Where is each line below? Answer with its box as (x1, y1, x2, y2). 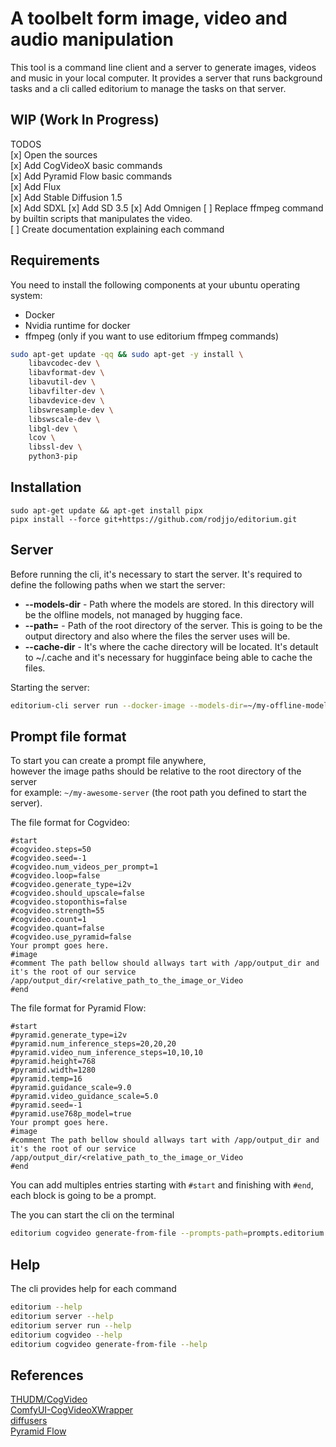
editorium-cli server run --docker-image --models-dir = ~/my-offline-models (10, 700, 333, 711)
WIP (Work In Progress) (10, 112, 160, 129)
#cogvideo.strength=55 (10, 906, 105, 916)
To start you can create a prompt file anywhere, (10, 755, 207, 767)
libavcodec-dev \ (28, 358, 101, 369)
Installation (10, 479, 82, 496)
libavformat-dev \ (28, 368, 105, 378)
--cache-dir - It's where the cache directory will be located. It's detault (24, 640, 319, 652)
